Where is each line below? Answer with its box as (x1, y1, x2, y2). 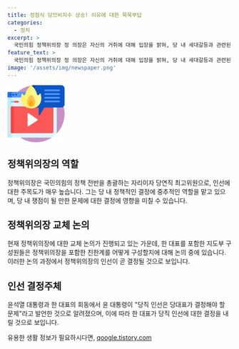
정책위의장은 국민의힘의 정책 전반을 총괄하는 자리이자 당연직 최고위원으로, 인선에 (7, 178, 230, 187)
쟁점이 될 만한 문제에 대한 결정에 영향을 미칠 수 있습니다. (31, 196, 188, 205)
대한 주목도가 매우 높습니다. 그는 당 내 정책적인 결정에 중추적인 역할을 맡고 (7, 187, 213, 196)
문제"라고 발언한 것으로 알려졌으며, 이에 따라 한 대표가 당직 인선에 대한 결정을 (7, 309, 221, 318)
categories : (7, 19, 43, 26)
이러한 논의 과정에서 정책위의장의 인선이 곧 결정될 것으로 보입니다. (7, 257, 190, 265)
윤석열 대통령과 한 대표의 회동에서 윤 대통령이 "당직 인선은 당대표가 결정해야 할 (7, 300, 225, 309)
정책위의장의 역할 (7, 158, 79, 171)
